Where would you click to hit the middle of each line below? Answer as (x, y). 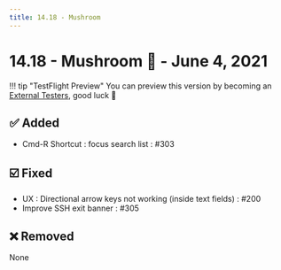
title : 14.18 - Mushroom (55, 17)
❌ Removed (42, 236)
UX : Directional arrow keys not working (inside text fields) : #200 (141, 199)
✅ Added (35, 123)
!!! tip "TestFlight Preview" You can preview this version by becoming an (140, 86)
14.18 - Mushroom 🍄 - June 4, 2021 (139, 61)
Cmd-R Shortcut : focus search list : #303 (98, 144)
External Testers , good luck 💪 (63, 95)
